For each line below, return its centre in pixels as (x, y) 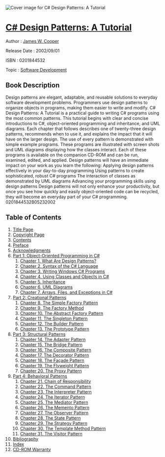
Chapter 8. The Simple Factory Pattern (59, 303)
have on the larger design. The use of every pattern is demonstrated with (80, 139)
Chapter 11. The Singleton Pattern (54, 318)
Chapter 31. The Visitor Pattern (51, 433)
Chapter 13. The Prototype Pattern (55, 329)
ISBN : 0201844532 (26, 60)
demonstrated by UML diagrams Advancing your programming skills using (81, 181)
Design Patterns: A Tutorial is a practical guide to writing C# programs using (82, 113)
